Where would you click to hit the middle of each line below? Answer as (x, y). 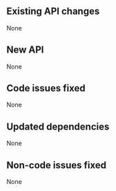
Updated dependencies (58, 126)
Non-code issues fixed (56, 165)
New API (25, 50)
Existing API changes (53, 11)
